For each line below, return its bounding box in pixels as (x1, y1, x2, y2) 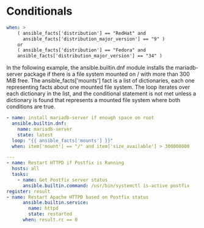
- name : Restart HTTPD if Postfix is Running (6, 160, 124, 166)
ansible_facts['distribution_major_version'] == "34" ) (17, 53, 163, 59)
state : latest (17, 131, 53, 138)
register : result (6, 188, 51, 194)
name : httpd (28, 205, 59, 211)
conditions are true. (6, 103, 56, 111)
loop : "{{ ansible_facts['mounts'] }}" (12, 138, 114, 144)
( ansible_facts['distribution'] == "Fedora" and (17, 47, 147, 53)
